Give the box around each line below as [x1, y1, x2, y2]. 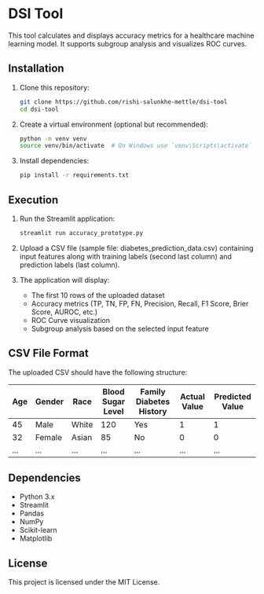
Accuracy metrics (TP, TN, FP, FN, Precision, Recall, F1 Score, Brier [31, 299, 249, 308]
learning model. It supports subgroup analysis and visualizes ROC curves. [8, 38, 247, 48]
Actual [179, 390, 206, 401]
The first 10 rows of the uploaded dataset [31, 290, 165, 299]
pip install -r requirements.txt [19, 171, 130, 179]
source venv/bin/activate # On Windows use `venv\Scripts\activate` [19, 142, 253, 150]
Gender [35, 396, 64, 407]
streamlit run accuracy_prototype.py [19, 229, 144, 236]
